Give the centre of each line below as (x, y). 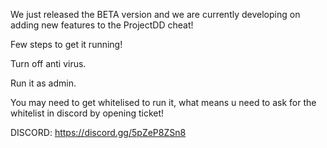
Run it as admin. (43, 83)
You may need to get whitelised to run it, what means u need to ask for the (163, 102)
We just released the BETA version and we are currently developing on (155, 14)
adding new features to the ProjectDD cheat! (102, 25)
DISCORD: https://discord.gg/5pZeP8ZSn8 (98, 132)
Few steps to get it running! (66, 44)
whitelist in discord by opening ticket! (87, 113)
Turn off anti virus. (48, 63)
